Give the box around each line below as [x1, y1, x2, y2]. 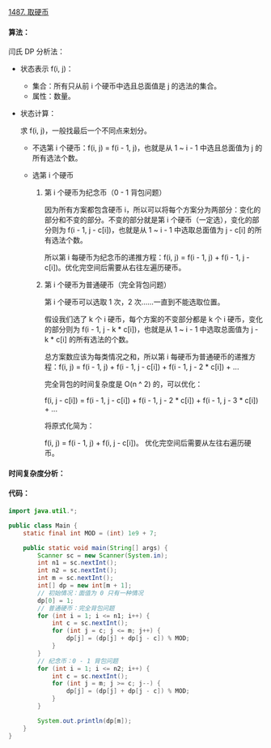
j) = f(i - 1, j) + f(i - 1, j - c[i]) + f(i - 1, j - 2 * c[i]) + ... [70, 362, 239, 372]
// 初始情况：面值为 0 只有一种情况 [37, 589, 144, 597]
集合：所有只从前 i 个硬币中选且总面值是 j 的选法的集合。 [32, 81, 222, 91]
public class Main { [8, 522, 78, 530]
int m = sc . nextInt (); [37, 574, 114, 582]
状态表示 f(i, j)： [19, 64, 74, 74]
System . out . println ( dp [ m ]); [37, 716, 132, 724]
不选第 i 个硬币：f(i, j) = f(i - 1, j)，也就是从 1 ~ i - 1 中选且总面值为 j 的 [32, 143, 263, 153]
